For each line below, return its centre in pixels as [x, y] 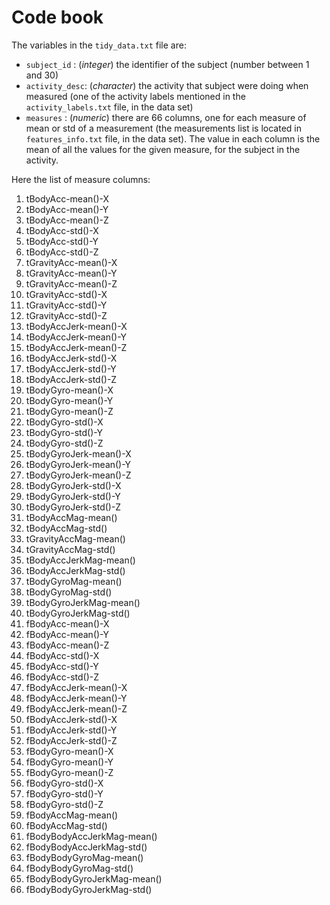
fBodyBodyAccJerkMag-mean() [91, 836]
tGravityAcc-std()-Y [66, 305]
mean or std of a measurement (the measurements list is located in [163, 128]
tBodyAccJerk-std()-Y [71, 368]
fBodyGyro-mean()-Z [69, 772]
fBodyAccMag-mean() [72, 815]
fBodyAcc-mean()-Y [67, 634]
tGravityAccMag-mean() [75, 538]
